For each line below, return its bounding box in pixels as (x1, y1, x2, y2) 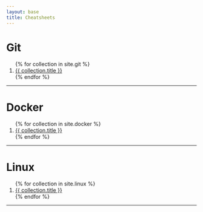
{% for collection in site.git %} (14, 61, 90, 68)
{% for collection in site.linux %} (14, 180, 95, 188)
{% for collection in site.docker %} (14, 121, 101, 128)
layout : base (6, 8, 39, 15)
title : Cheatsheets (6, 15, 56, 21)
